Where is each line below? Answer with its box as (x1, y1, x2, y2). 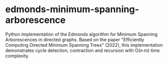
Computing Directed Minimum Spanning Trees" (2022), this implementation (5, 42, 163, 48)
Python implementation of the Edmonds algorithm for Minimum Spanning (5, 31, 158, 37)
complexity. (5, 52, 29, 59)
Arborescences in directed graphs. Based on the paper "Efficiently (5, 37, 145, 43)
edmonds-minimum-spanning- (5, 4, 140, 15)
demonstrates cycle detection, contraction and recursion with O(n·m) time (5, 47, 160, 53)
